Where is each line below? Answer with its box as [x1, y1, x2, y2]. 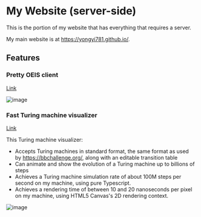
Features [6, 53, 40, 63]
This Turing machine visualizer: [6, 136, 83, 143]
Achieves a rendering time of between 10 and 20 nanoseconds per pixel [14, 185, 193, 192]
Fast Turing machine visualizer [6, 111, 98, 119]
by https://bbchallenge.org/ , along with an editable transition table [14, 154, 178, 161]
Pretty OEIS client [6, 71, 59, 79]
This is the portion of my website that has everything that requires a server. [6, 24, 191, 31]
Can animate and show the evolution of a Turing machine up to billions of [14, 160, 195, 167]
